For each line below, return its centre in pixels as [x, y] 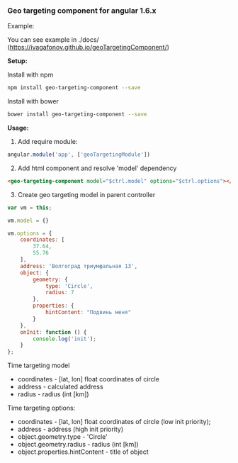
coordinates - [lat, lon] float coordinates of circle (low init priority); [114, 422]
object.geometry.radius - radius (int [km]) [78, 445]
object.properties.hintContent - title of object [83, 452]
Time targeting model [39, 366]
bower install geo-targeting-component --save [77, 115]
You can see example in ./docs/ [53, 40]
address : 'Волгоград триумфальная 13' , [79, 266]
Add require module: [47, 142]
